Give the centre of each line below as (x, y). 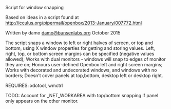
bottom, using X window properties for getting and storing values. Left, (80, 48)
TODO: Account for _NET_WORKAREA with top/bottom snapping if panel (82, 95)
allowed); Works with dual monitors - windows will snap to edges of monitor (85, 59)
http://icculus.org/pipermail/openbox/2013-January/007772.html (74, 23)
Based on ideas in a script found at (42, 17)
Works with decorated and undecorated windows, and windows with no (81, 70)
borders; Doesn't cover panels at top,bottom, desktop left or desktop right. (84, 76)
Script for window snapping (35, 7)
